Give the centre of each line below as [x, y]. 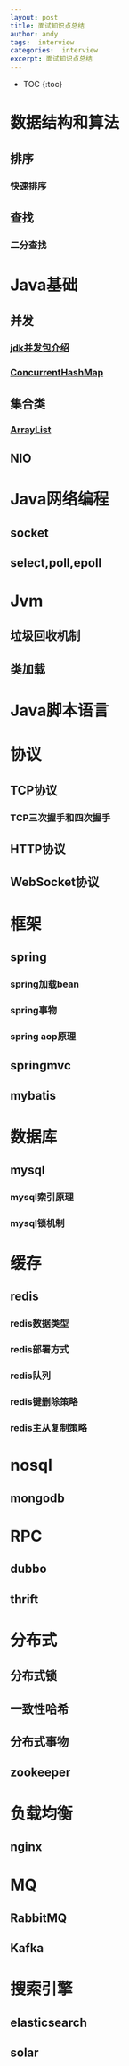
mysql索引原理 [42, 1197]
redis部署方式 [40, 1350]
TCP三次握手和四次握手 [60, 818]
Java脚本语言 [60, 710]
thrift [24, 1599]
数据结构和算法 [65, 123]
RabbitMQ [39, 1918]
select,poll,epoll [56, 563]
